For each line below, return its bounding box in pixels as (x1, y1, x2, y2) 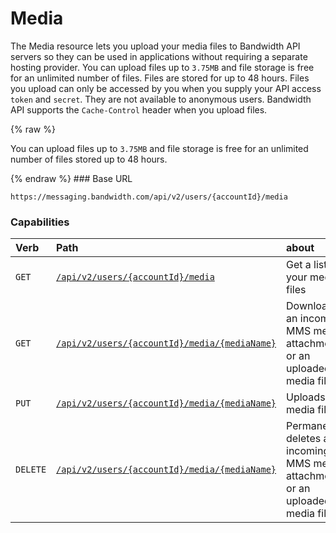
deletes (286, 432, 322, 446)
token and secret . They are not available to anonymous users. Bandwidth (10, 93, 312, 105)
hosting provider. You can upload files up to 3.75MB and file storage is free (10, 61, 315, 73)
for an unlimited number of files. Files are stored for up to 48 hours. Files (10, 72, 310, 84)
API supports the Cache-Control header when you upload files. (10, 103, 268, 116)
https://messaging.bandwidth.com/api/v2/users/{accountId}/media (10, 192, 288, 202)
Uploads (286, 390, 326, 404)
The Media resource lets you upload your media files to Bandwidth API (10, 40, 301, 52)
